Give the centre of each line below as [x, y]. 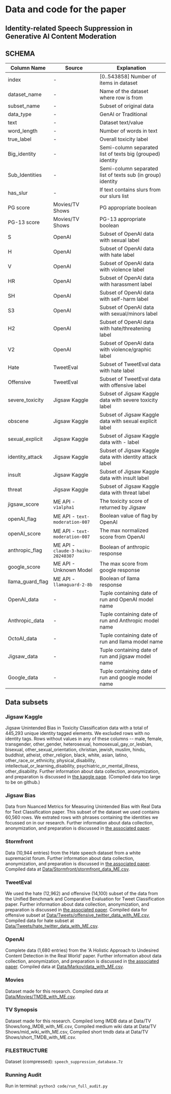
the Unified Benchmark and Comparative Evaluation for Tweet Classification [85, 899]
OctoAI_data [22, 639]
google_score [24, 567]
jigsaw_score [23, 504]
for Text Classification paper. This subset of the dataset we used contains [82, 812]
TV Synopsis [21, 1010]
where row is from [121, 98]
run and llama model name [131, 642]
